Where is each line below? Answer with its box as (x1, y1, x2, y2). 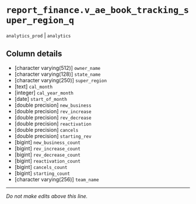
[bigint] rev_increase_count (14, 145, 80, 152)
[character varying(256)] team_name (14, 175, 99, 182)
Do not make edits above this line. (6, 192, 88, 199)
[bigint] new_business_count (14, 139, 80, 146)
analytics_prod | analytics (6, 31, 71, 39)
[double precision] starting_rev (14, 132, 92, 139)
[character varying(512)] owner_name (14, 64, 101, 71)
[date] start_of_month (14, 95, 67, 102)
